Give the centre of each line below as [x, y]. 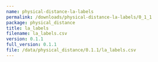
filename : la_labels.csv [37, 34]
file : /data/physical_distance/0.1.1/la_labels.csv [71, 50]
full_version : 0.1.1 [32, 45]
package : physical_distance [41, 22]
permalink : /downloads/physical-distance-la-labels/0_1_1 [79, 17]
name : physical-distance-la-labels [50, 12]
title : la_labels [28, 28]
